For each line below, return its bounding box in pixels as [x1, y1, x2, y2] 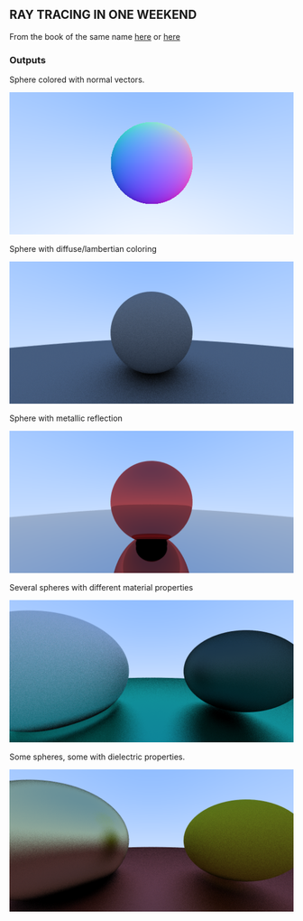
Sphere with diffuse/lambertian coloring [9, 244, 158, 255]
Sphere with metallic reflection [9, 413, 124, 423]
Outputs [9, 53, 47, 66]
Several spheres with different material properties [9, 582, 194, 593]
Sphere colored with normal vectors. [9, 74, 145, 85]
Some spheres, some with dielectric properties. [9, 751, 186, 762]
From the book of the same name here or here [9, 31, 180, 42]
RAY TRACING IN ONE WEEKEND [9, 7, 197, 23]
